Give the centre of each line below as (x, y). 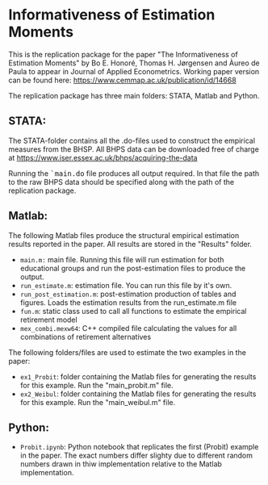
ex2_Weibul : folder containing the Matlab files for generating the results (138, 394)
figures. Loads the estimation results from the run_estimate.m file (128, 302)
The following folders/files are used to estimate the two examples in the (127, 352)
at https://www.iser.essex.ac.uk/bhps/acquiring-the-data (103, 157)
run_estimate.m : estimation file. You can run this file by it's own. (126, 285)
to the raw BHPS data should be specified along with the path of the (121, 182)
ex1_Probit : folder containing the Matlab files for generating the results (138, 376)
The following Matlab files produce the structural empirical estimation (124, 235)
